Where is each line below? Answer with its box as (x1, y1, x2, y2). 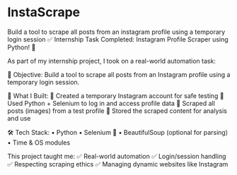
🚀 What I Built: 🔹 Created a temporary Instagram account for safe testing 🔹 (7, 91, 224, 99)
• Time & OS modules (7, 138, 71, 147)
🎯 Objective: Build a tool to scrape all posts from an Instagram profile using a (7, 70, 231, 78)
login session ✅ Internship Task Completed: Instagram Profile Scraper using (7, 35, 229, 43)
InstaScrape (7, 4, 81, 20)
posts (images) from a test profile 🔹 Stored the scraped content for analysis (7, 107, 228, 115)
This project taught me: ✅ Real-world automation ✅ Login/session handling (7, 152, 226, 160)
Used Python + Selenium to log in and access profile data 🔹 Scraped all (7, 99, 216, 107)
